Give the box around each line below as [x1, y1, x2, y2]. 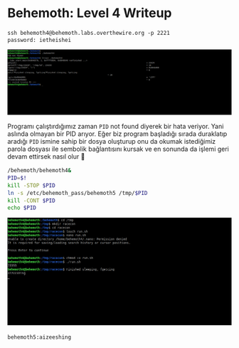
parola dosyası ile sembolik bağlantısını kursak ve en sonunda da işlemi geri [7, 144, 230, 154]
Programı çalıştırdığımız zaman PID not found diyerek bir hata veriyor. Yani [7, 122, 224, 131]
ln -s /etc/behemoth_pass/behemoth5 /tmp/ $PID [7, 189, 148, 196]
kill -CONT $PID [7, 197, 55, 204]
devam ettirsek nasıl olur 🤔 [7, 152, 85, 161]
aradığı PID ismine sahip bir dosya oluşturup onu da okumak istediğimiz [7, 137, 216, 146]
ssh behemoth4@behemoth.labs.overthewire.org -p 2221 [7, 29, 171, 36]
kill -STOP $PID [7, 181, 55, 189]
